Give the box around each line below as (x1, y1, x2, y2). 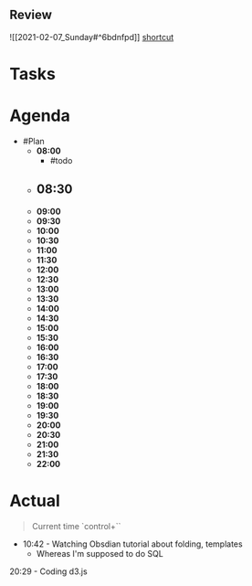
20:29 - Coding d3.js (9, 566, 89, 577)
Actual (9, 490, 61, 511)
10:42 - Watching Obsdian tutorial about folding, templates (22, 538, 244, 549)
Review (9, 7, 53, 23)
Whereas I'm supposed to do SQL (36, 548, 164, 559)
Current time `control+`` (31, 520, 121, 531)
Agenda (9, 105, 70, 126)
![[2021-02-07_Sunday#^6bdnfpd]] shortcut (9, 31, 174, 42)
